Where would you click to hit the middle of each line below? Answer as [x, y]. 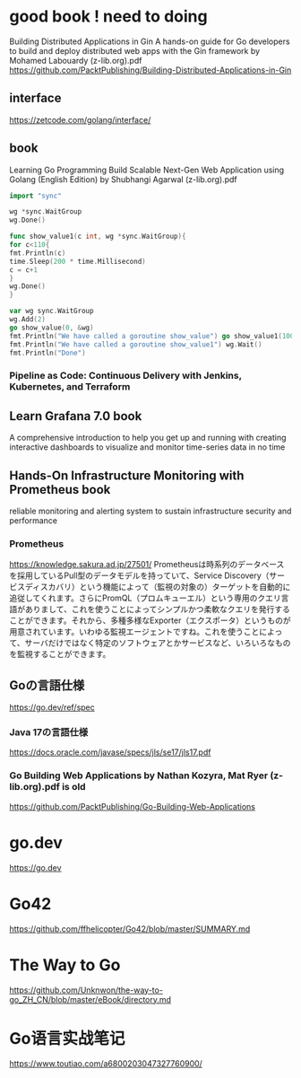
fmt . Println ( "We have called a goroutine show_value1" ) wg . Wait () [136, 344]
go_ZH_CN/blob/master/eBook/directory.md [90, 999]
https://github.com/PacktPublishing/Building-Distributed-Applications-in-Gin [150, 70]
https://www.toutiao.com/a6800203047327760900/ [106, 1064]
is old [74, 787]
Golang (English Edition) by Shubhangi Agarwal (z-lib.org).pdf [123, 179]
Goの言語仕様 [47, 685]
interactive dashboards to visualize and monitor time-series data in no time [147, 447]
